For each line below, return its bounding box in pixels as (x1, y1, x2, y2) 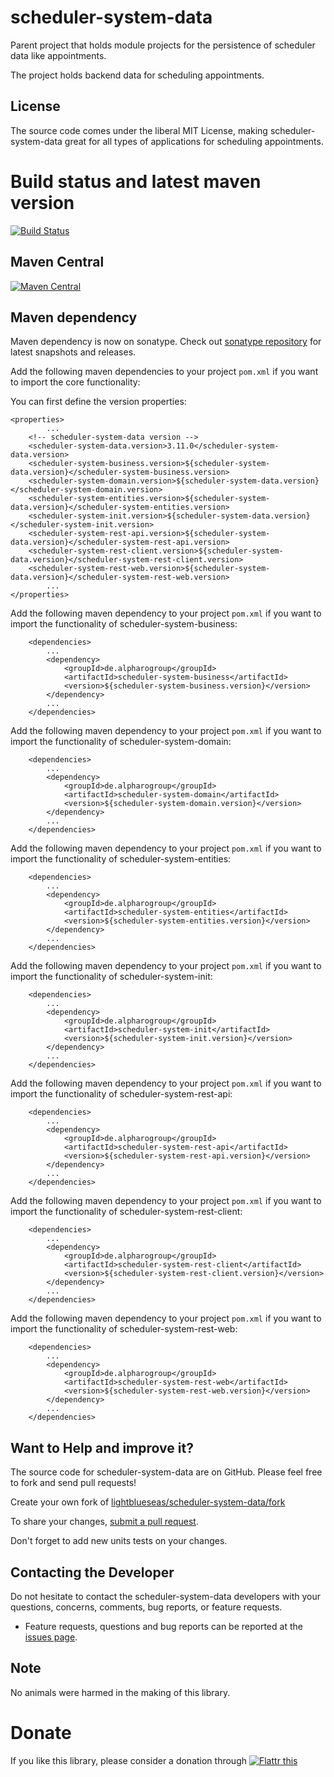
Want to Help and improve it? (10, 1439, 194, 1456)
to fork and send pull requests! (10, 1477, 137, 1489)
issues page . (24, 1631, 78, 1643)
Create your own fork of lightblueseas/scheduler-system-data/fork (10, 1496, 286, 1508)
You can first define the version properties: (10, 396, 187, 408)
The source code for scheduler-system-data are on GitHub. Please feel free (10, 1466, 323, 1478)
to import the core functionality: (10, 376, 141, 388)
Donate (10, 1721, 72, 1744)
